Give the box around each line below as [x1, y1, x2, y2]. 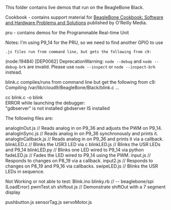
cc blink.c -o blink [5, 95, 43, 100]
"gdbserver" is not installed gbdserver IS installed [5, 105, 110, 111]
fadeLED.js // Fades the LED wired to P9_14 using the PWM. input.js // [5, 152, 151, 158]
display [5, 189, 20, 195]
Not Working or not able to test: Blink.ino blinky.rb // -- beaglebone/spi [5, 178, 154, 184]
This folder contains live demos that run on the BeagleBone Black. [5, 5, 144, 10]
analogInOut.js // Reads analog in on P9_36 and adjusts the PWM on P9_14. [5, 125, 162, 131]
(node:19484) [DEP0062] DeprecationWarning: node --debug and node [5, 58, 152, 64]
